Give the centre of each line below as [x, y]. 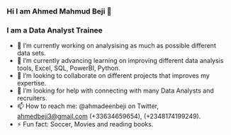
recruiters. [32, 98]
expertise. [32, 83]
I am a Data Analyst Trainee [55, 30]
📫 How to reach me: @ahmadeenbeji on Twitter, [88, 106]
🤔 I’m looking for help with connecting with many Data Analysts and [115, 90]
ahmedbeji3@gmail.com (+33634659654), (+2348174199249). [109, 117]
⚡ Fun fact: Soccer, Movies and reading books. [85, 124]
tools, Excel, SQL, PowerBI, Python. [68, 68]
